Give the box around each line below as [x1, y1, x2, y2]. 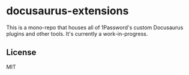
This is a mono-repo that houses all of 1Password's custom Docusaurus [6, 24, 184, 31]
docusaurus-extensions [6, 4, 129, 18]
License [6, 48, 37, 58]
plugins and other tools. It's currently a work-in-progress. [6, 30, 148, 37]
